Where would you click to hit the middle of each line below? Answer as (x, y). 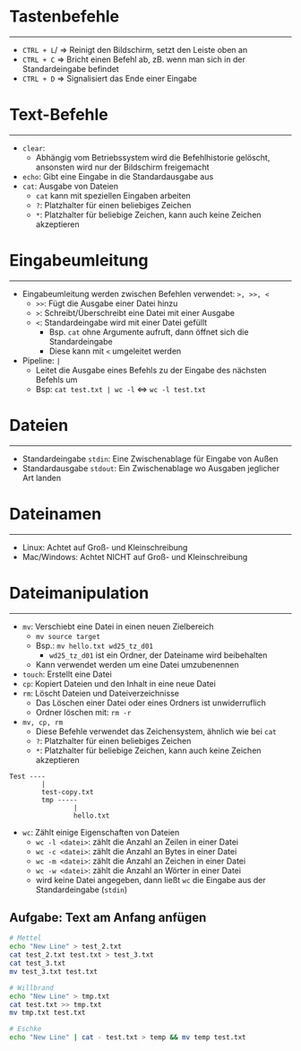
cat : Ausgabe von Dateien (70, 186)
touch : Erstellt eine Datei (67, 674)
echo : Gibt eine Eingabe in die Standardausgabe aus (118, 176)
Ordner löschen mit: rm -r (83, 712)
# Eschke (26, 1029)
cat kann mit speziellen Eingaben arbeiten (113, 196)
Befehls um (56, 380)
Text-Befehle (59, 115)
